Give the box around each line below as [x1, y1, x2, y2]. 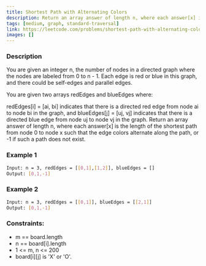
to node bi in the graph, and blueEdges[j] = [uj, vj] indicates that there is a [6, 109, 193, 117]
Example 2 [6, 185, 39, 194]
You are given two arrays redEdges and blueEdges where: [6, 91, 153, 98]
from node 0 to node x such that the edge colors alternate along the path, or [6, 129, 199, 136]
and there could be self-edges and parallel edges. [6, 79, 133, 87]
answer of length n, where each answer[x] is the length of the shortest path [6, 122, 197, 130]
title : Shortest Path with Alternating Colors [6, 9, 128, 15]
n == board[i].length [15, 240, 66, 247]
